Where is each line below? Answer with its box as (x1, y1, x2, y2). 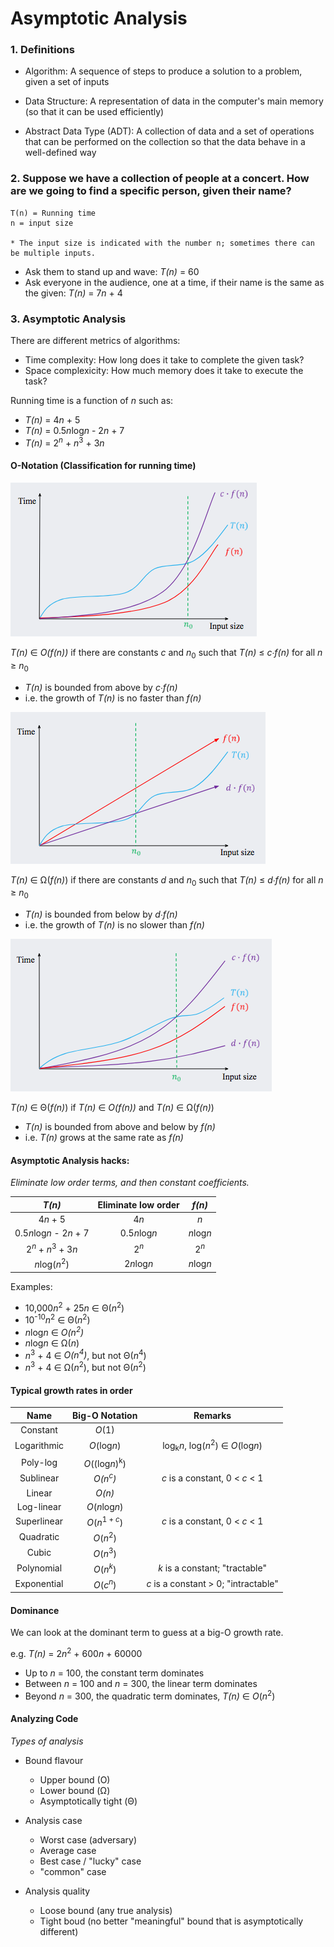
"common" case (39, 1865, 107, 1877)
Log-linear (16, 1500, 62, 1512)
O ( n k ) (93, 1561, 117, 1575)
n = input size (10, 218, 74, 228)
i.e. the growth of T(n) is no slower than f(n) (24, 919, 205, 931)
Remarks (193, 1409, 232, 1421)
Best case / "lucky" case (39, 1855, 142, 1867)
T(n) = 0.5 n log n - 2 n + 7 (24, 425, 125, 437)
